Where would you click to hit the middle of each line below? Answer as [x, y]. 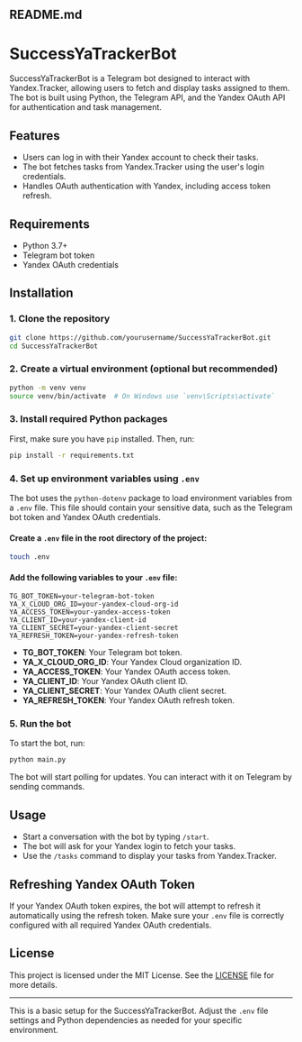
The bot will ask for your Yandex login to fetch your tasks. [129, 846]
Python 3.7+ [45, 245]
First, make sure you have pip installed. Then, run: [102, 439]
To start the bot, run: [47, 744]
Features [35, 136]
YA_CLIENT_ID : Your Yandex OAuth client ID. [105, 681]
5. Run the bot [40, 724]
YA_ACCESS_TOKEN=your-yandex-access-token [90, 612]
